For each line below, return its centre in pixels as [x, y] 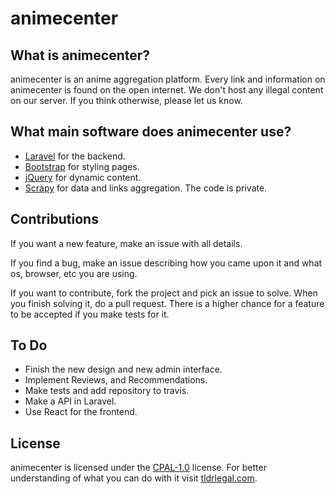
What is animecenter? [80, 55]
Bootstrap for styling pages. [82, 166]
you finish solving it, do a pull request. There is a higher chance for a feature [167, 303]
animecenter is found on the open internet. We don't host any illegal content [167, 90]
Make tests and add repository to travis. [107, 391]
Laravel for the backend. [75, 156]
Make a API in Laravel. [70, 401]
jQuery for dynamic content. [83, 177]
